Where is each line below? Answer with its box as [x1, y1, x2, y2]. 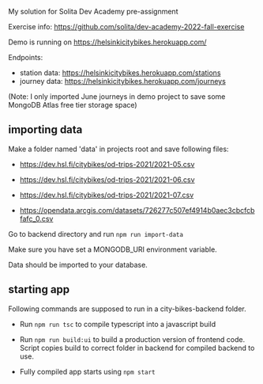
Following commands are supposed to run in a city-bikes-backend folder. [8, 304, 246, 314]
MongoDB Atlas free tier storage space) [8, 101, 137, 109]
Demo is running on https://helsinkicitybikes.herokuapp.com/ [8, 37, 207, 47]
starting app [8, 283, 70, 296]
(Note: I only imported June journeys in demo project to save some [8, 92, 226, 101]
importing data [8, 123, 83, 137]
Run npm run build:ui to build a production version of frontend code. [19, 334, 246, 344]
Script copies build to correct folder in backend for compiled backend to [19, 343, 255, 352]
